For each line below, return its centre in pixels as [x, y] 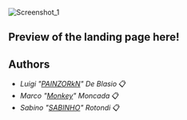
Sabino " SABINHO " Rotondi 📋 [70, 108]
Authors [29, 64]
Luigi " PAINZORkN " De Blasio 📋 [73, 84]
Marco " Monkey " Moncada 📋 [70, 96]
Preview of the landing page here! [94, 37]
